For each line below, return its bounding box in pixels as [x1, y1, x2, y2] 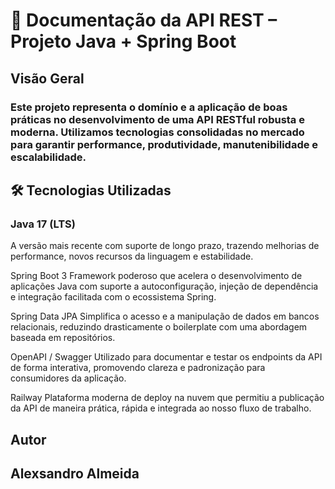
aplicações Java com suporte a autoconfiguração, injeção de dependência [10, 280, 319, 293]
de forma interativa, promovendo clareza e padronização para [10, 362, 266, 374]
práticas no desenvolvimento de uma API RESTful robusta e [10, 112, 305, 126]
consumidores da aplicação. [10, 372, 127, 384]
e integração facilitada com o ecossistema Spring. [10, 291, 217, 303]
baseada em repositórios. [10, 332, 116, 344]
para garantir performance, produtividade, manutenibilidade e [10, 137, 319, 151]
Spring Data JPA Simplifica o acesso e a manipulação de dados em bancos [10, 310, 320, 323]
